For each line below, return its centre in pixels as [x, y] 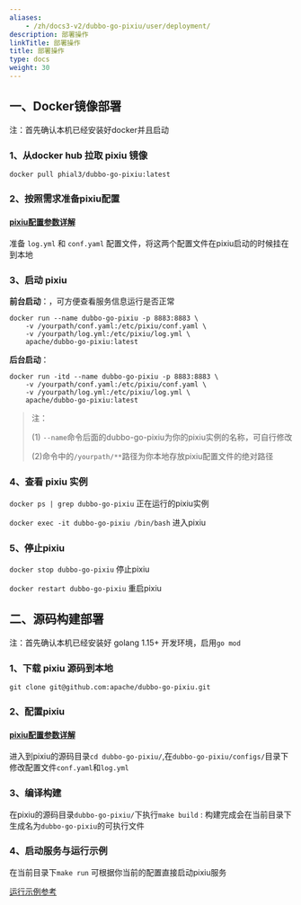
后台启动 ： [29, 359]
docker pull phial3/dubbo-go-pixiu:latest [90, 174]
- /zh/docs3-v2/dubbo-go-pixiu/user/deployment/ [118, 26]
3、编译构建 [35, 794]
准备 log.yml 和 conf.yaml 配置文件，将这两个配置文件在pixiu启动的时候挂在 [149, 244]
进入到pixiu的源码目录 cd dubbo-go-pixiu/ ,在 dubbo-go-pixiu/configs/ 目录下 [149, 757]
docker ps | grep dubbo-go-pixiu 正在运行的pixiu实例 [109, 503]
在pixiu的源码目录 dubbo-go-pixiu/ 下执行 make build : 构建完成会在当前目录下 [150, 814]
